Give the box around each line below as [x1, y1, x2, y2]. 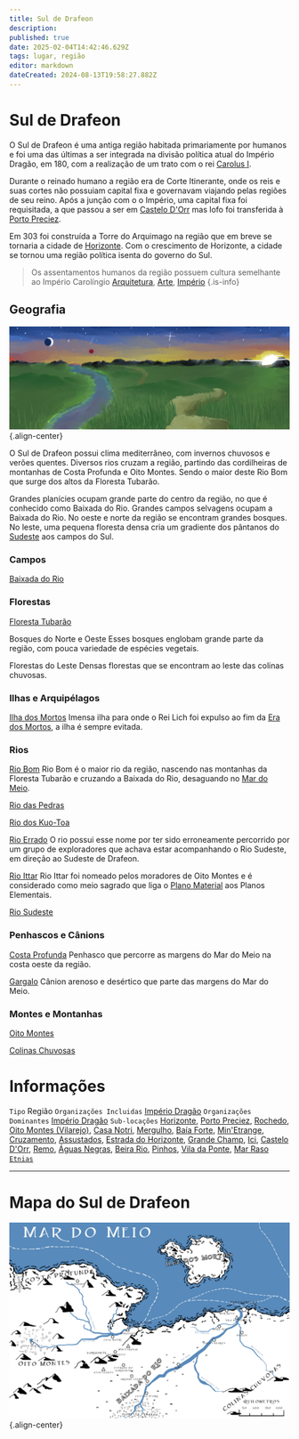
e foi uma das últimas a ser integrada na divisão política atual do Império [9, 149, 275, 159]
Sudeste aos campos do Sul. [9, 531, 114, 542]
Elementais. [9, 890, 52, 901]
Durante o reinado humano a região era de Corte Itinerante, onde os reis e [9, 175, 280, 186]
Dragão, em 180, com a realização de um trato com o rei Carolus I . [9, 158, 252, 169]
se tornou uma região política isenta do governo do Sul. [9, 249, 213, 260]
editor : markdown [9, 61, 74, 70]
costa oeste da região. [9, 958, 92, 969]
